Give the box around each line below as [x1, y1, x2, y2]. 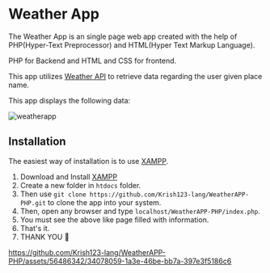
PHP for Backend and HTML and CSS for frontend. [8, 56, 177, 65]
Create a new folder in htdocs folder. [19, 180, 141, 190]
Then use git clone [19, 189, 86, 199]
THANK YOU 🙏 [19, 232, 70, 241]
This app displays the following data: [8, 95, 131, 105]
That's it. [19, 223, 50, 233]
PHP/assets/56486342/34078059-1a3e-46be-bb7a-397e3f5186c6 [8, 256, 232, 266]
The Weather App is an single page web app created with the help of [8, 31, 238, 41]
